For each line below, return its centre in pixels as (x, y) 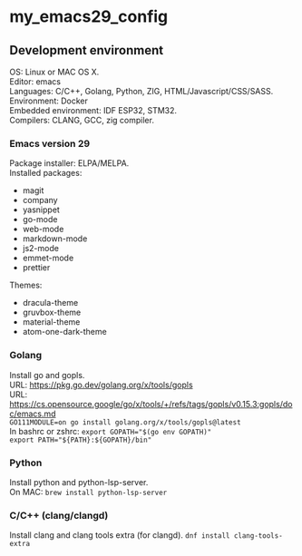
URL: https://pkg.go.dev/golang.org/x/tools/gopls (101, 385)
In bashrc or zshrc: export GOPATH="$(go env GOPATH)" (111, 431)
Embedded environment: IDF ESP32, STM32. (93, 110)
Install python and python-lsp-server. (79, 482)
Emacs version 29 (50, 143)
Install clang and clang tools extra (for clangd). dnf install (120, 535)
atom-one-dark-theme (64, 332)
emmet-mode (48, 258)
